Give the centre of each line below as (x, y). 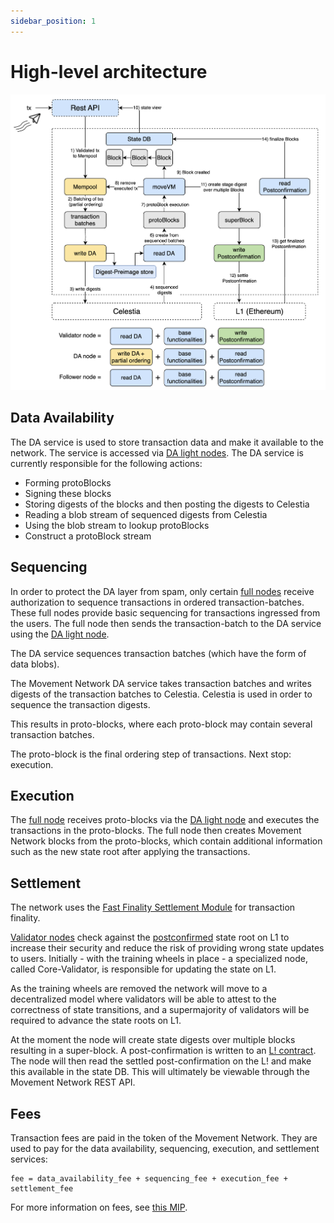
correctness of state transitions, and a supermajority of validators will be (160, 1010)
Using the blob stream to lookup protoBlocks (117, 525)
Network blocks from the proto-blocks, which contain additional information (166, 841)
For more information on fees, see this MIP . (99, 1207)
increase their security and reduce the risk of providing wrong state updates (167, 948)
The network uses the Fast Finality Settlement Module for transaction (153, 907)
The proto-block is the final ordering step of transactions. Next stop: (151, 754)
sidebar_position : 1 (53, 21)
